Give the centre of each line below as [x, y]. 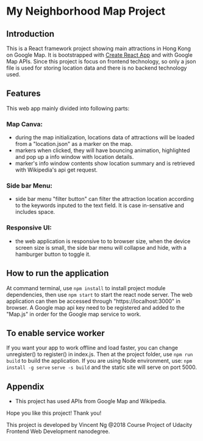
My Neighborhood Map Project [86, 11]
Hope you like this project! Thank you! [54, 413]
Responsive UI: [29, 228]
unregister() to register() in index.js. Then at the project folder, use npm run [100, 354]
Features [23, 94]
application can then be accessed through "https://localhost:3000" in [94, 301]
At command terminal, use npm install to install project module [86, 288]
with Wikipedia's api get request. [56, 170]
